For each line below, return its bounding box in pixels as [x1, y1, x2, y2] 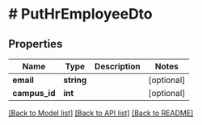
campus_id [12, 88, 56, 98]
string [63, 74, 87, 85]
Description [94, 61, 141, 72]
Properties [8, 37, 63, 51]
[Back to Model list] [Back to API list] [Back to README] [8, 108, 194, 118]
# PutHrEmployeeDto [8, 5, 154, 23]
